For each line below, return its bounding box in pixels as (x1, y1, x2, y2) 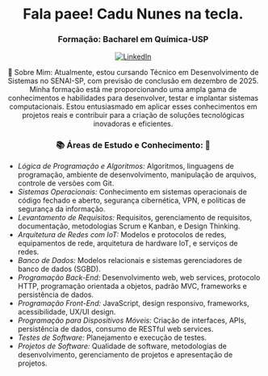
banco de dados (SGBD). (17, 264, 101, 274)
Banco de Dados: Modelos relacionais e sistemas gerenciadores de (17, 255, 242, 265)
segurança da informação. (17, 203, 106, 214)
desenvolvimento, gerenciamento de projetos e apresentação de (17, 349, 233, 359)
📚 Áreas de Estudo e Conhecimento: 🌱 (55, 140, 211, 151)
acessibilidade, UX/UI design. (17, 307, 116, 316)
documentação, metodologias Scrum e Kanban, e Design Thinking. (17, 221, 241, 231)
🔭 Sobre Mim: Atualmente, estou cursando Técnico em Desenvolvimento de (7, 68, 259, 77)
